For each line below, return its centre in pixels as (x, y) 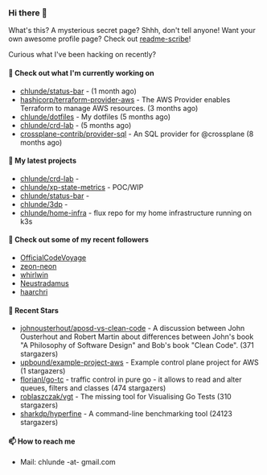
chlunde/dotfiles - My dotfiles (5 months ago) (95, 117)
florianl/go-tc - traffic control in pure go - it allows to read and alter (131, 380)
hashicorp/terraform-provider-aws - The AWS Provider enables (125, 99)
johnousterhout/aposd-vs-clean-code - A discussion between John (132, 328)
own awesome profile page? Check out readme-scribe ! (100, 39)
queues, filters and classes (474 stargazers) (93, 388)
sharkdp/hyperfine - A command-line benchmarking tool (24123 (126, 414)
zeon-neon (38, 266)
